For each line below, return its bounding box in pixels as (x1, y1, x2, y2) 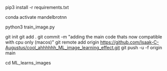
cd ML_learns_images (5, 60, 51, 65)
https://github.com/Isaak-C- (100, 39, 159, 45)
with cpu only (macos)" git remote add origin (5, 39, 99, 45)
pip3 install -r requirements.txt (5, 5, 69, 10)
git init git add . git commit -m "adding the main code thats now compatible (5, 34, 162, 40)
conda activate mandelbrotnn (5, 14, 67, 20)
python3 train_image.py (5, 24, 55, 30)
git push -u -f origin (121, 45, 162, 50)
